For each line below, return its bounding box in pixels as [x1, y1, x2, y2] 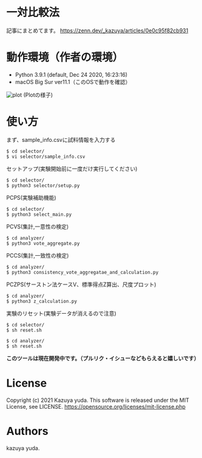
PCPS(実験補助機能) [6, 194, 56, 201]
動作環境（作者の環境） [6, 51, 124, 65]
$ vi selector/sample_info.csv [6, 153, 86, 160]
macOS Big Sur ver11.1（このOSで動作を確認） [15, 78, 131, 85]
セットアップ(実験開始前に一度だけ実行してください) [6, 165, 138, 172]
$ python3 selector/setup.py [6, 182, 80, 189]
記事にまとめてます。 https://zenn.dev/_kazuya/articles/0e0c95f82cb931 [6, 27, 189, 34]
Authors [6, 424, 49, 438]
